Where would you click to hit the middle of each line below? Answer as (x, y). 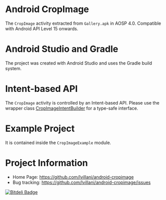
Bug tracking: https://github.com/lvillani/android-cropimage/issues (81, 182)
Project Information (47, 163)
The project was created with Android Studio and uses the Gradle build (79, 63)
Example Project (40, 129)
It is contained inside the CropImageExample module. (58, 142)
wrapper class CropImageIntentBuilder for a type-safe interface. (72, 108)
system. (13, 68)
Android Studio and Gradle (62, 49)
